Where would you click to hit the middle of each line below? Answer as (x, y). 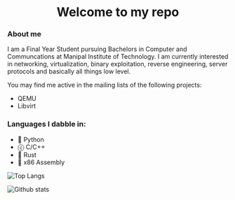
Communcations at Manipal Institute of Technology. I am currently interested (118, 57)
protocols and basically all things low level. (69, 71)
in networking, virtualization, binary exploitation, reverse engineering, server (117, 64)
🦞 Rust (27, 155)
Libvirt (27, 106)
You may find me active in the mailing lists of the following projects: (105, 85)
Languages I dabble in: (47, 124)
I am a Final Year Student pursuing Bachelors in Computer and (97, 49)
